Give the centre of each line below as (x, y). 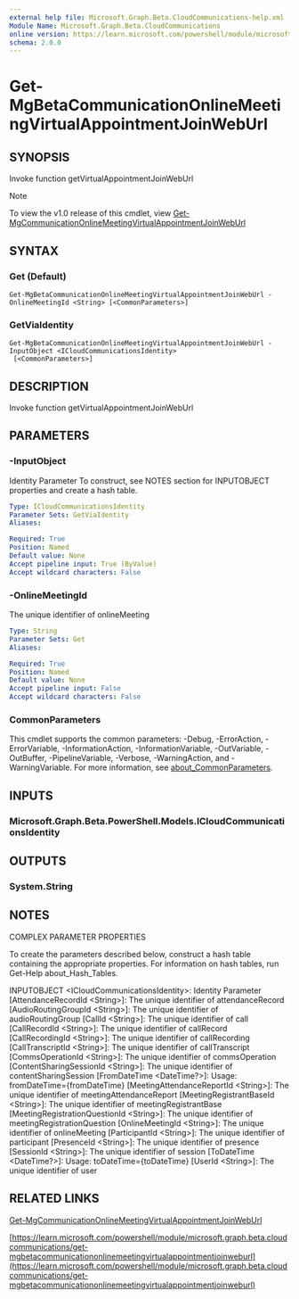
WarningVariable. (41, 767)
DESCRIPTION (49, 386)
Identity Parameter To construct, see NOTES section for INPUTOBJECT (139, 480)
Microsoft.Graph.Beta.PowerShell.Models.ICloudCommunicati (147, 821)
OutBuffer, (28, 758)
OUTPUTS (38, 861)
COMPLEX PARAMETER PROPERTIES (78, 937)
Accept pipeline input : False (65, 689)
